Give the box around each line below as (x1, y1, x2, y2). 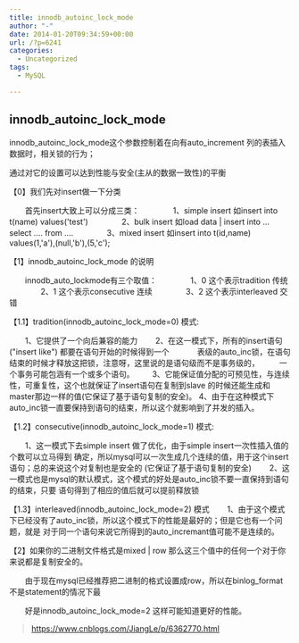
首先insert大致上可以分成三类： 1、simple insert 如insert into (24, 205, 278, 215)
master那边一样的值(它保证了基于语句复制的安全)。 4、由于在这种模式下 (9, 390, 275, 402)
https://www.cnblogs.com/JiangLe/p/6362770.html (30, 622, 220, 634)
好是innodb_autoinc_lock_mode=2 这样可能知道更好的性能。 (24, 605, 247, 616)
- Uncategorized (17, 54, 78, 63)
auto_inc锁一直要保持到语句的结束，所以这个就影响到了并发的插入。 (9, 402, 260, 413)
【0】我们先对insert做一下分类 (9, 186, 122, 196)
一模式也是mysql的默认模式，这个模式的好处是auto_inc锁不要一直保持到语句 (9, 473, 289, 484)
